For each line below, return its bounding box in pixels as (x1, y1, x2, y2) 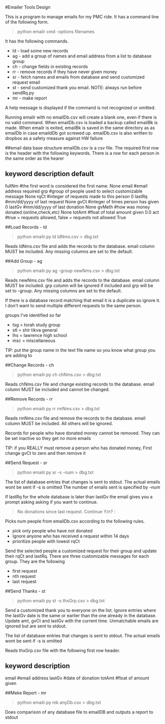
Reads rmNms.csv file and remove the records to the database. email (5, 415, 146, 421)
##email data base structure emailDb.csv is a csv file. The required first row (5, 145, 159, 150)
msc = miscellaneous (12, 338, 56, 343)
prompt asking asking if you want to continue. (5, 499, 98, 505)
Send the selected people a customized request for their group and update (5, 548, 157, 554)
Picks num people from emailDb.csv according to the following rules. (5, 518, 145, 524)
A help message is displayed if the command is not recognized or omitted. (5, 105, 156, 110)
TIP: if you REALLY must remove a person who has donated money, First (5, 445, 152, 451)
